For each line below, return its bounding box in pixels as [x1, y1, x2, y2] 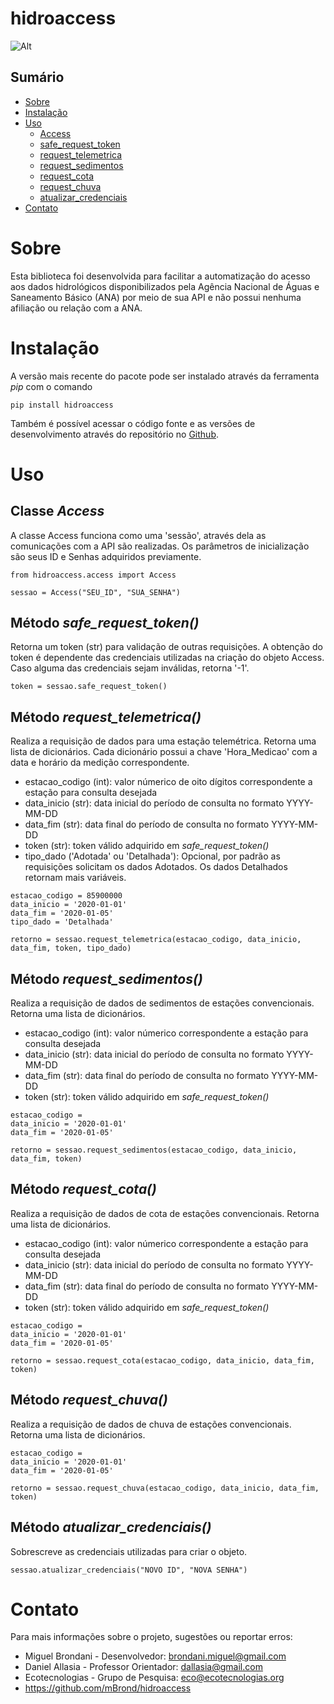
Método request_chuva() [10, 1392, 168, 1409]
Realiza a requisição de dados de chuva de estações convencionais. [10, 1418, 292, 1430]
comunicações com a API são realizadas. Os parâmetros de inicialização [10, 540, 310, 552]
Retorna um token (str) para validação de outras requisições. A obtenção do [10, 641, 323, 653]
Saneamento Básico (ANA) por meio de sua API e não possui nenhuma [10, 291, 302, 303]
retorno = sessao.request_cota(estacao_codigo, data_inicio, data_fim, [10, 1355, 315, 1366]
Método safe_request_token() [10, 615, 200, 632]
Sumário [10, 69, 65, 86]
